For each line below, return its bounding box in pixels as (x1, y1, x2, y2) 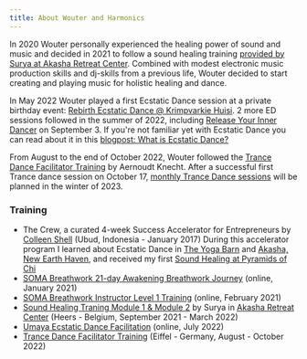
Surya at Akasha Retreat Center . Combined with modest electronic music (9, 58, 284, 69)
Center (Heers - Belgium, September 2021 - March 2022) (22, 311, 239, 322)
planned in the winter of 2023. (9, 180, 123, 192)
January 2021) (22, 282, 78, 293)
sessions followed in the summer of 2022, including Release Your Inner (9, 114, 277, 125)
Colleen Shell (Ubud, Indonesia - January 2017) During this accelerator (22, 234, 290, 245)
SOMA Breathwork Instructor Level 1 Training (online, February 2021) (22, 291, 281, 302)
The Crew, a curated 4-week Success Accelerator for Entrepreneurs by (22, 224, 291, 235)
